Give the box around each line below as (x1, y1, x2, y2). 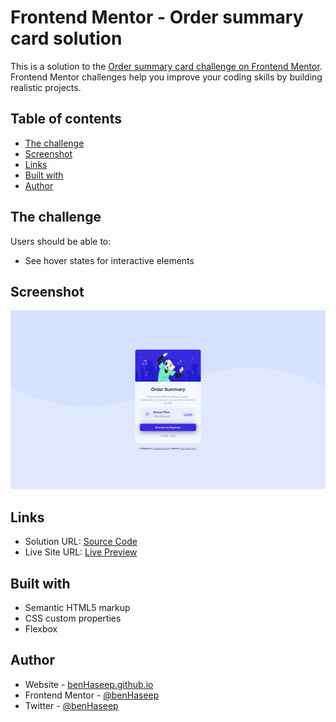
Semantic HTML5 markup (24, 601, 131, 613)
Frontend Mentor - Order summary (10, 6, 304, 29)
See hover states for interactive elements (24, 254, 195, 266)
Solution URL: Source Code (24, 536, 138, 548)
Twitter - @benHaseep (24, 699, 119, 711)
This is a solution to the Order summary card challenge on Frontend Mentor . (10, 60, 323, 72)
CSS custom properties (24, 612, 122, 624)
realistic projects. (10, 81, 82, 93)
